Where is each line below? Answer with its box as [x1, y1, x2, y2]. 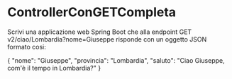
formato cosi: [7, 42, 46, 51]
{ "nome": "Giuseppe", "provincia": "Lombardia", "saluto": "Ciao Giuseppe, [7, 56, 225, 64]
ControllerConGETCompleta [7, 4, 176, 20]
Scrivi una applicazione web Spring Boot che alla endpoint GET [7, 28, 192, 36]
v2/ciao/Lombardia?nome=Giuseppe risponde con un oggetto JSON [7, 35, 207, 43]
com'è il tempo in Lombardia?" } [7, 63, 101, 72]
